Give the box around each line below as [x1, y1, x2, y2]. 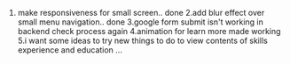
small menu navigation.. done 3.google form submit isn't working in [17, 17, 264, 27]
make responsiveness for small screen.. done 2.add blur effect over [17, 8, 265, 18]
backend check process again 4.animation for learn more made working [17, 26, 281, 36]
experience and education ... [17, 45, 122, 55]
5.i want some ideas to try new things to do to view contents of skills [17, 35, 268, 46]
